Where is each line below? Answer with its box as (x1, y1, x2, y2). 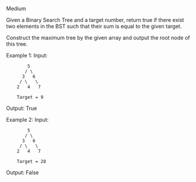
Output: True (6, 105, 37, 112)
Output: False (6, 169, 39, 176)
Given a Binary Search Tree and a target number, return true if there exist (6, 17, 185, 23)
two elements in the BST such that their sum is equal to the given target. (6, 23, 182, 30)
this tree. (6, 41, 28, 47)
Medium (6, 5, 27, 12)
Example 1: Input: (6, 52, 48, 58)
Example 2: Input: (6, 116, 49, 123)
